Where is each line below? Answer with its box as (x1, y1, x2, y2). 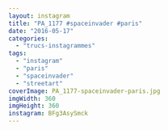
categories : (8, 34, 48, 43)
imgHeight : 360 (8, 102, 60, 110)
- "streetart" (15, 79, 63, 87)
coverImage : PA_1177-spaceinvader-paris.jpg (8, 86, 161, 95)
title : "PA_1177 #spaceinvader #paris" (8, 19, 143, 27)
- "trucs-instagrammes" (15, 42, 95, 50)
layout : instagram (8, 11, 70, 20)
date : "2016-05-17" (8, 27, 74, 35)
